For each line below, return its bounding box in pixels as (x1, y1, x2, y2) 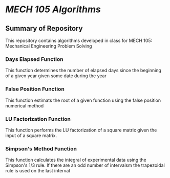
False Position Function (5, 85, 65, 93)
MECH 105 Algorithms (5, 4, 101, 15)
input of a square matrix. (5, 132, 57, 139)
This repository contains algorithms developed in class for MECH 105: (5, 37, 153, 43)
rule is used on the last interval (5, 168, 70, 174)
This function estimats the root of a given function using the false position (5, 97, 161, 103)
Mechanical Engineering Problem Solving (5, 43, 92, 49)
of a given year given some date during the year (5, 73, 107, 79)
